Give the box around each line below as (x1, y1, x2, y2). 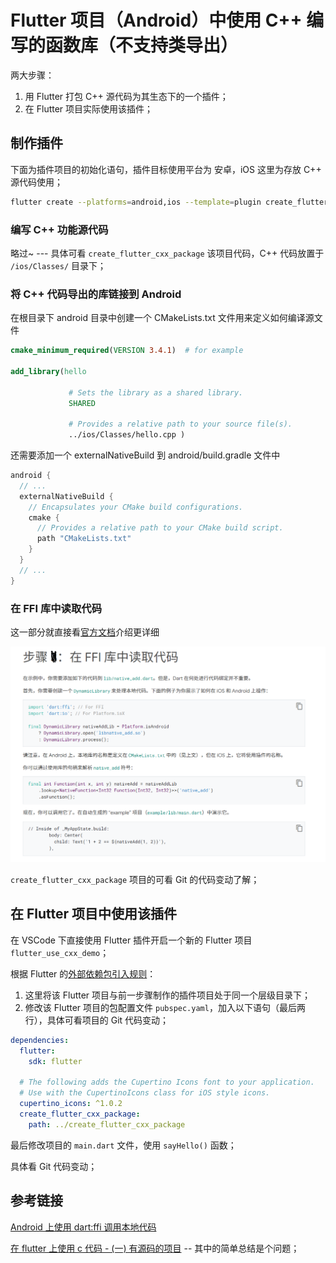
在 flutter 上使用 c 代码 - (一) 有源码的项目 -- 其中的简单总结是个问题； (10, 1242, 300, 1254)
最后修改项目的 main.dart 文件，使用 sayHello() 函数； (10, 1139, 237, 1151)
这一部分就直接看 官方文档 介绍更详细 (10, 626, 160, 638)
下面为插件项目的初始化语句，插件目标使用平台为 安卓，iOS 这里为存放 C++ (10, 163, 322, 175)
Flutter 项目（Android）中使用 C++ (10, 9, 303, 32)
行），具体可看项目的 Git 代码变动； (24, 1014, 170, 1026)
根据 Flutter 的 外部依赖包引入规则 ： (10, 967, 157, 980)
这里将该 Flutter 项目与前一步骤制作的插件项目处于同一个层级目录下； (24, 989, 312, 1001)
